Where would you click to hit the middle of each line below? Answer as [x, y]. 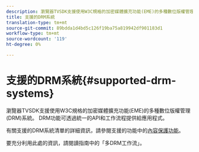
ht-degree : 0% [24, 45]
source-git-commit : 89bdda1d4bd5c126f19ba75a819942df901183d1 [84, 28]
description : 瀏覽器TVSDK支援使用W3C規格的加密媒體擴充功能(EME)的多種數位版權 [96, 11]
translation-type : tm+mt [37, 22]
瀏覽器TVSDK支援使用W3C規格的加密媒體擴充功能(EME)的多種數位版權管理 [98, 110]
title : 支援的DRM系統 [31, 17]
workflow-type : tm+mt [33, 34]
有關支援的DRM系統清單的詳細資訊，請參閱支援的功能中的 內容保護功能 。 [95, 130]
